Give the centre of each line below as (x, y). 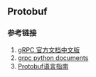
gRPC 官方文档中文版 (49, 49)
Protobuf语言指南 (43, 66)
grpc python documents (53, 58)
